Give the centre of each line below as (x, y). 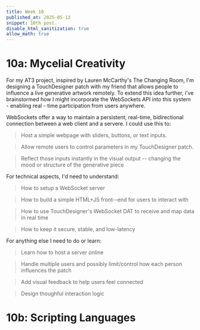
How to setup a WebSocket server (63, 188)
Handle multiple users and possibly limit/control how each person (101, 264)
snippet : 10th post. (32, 23)
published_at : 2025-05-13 (38, 17)
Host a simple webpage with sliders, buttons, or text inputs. (94, 135)
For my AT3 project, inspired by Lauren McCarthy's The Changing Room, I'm (100, 80)
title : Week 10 (25, 12)
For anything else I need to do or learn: (54, 241)
